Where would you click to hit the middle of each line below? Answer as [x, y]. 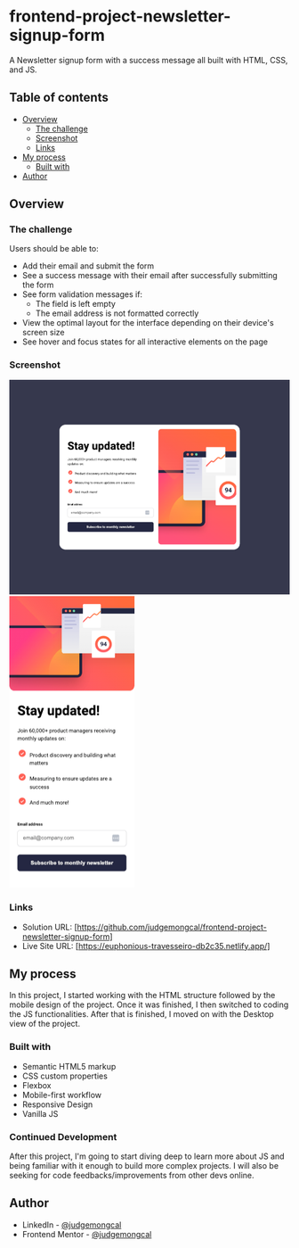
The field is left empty [75, 304]
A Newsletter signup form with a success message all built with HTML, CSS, [149, 60]
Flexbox [36, 1085]
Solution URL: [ [49, 927]
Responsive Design [57, 1104]
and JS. [23, 70]
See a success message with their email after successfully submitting [149, 276]
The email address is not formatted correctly [117, 313]
